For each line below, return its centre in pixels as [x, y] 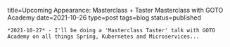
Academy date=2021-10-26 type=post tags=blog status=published [104, 18]
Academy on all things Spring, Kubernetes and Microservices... [103, 36]
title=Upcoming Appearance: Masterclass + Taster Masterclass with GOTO [115, 10]
